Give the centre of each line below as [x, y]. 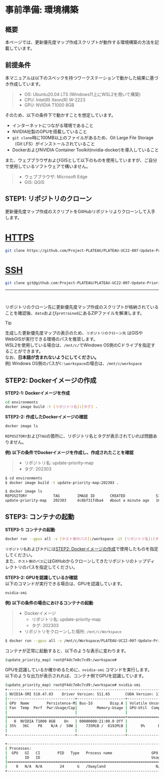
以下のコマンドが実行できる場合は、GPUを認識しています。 [65, 583]
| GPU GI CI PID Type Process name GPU [82, 753]
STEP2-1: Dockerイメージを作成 [37, 393]
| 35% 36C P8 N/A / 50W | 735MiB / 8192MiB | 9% [75, 726]
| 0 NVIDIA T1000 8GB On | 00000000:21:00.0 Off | [66, 721]
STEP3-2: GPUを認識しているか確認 [41, 577]
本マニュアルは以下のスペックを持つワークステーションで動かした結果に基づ [82, 78]
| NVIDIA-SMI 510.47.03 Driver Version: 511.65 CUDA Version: [79, 694]
